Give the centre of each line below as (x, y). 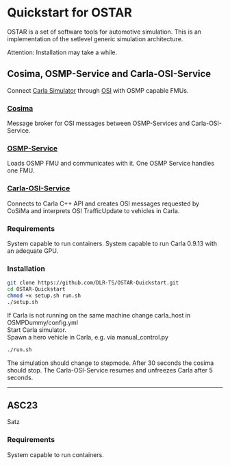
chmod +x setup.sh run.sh (44, 296)
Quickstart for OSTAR (69, 13)
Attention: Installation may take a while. (62, 52)
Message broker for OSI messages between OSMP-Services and (99, 123)
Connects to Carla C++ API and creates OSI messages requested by (103, 203)
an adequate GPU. (33, 251)
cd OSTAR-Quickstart (37, 289)
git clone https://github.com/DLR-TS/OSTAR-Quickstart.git (93, 283)
